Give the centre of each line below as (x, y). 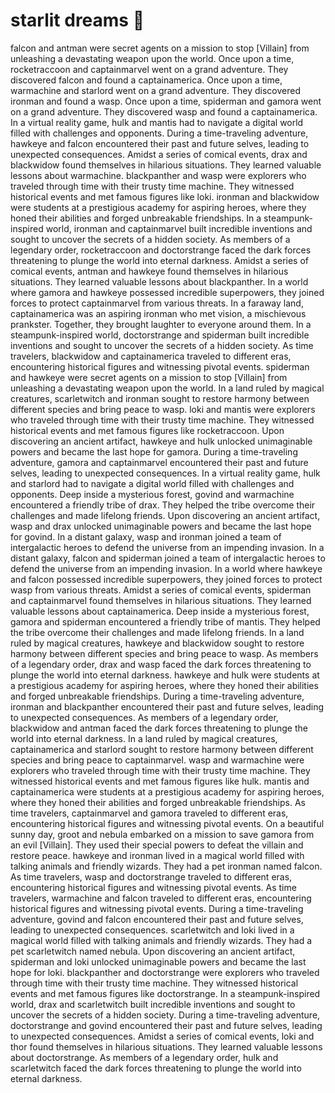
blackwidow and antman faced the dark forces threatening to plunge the (159, 728)
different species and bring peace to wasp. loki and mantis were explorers (163, 409)
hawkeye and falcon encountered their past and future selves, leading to (160, 143)
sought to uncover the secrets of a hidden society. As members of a (150, 239)
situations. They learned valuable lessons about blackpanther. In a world (159, 281)
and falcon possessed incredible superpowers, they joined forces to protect (166, 579)
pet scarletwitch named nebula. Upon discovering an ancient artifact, (153, 951)
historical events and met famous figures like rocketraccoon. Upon (147, 430)
